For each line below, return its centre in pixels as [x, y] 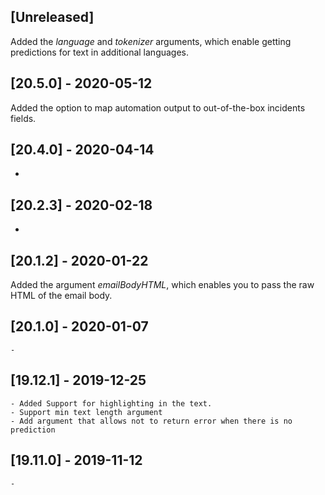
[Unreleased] [52, 17]
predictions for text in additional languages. [100, 52]
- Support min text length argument [86, 412]
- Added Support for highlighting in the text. [111, 403]
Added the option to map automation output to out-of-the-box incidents [158, 107]
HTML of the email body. [61, 296]
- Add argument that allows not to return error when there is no [151, 421]
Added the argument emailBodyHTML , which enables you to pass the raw [162, 285]
